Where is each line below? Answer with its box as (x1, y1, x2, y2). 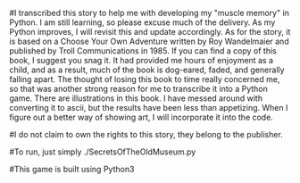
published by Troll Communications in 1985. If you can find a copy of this (9, 46, 277, 56)
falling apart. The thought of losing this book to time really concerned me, (9, 74, 280, 84)
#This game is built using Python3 (9, 164, 135, 174)
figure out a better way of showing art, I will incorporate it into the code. (9, 112, 274, 122)
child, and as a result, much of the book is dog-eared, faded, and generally (9, 64, 285, 75)
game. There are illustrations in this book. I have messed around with (9, 93, 263, 104)
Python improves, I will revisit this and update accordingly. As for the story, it (9, 27, 291, 37)
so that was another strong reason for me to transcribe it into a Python (9, 84, 268, 94)
